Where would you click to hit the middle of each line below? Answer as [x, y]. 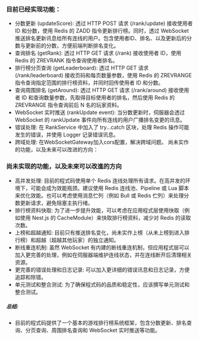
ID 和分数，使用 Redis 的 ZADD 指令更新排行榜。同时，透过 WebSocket [102, 31]
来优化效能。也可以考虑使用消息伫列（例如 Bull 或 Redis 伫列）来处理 [99, 195]
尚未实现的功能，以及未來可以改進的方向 [64, 166]
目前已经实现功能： [34, 9]
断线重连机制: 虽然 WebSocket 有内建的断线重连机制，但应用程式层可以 [102, 247]
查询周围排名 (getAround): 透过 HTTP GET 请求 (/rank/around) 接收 [97, 90]
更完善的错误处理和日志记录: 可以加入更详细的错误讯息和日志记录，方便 [102, 270]
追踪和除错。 [30, 277]
